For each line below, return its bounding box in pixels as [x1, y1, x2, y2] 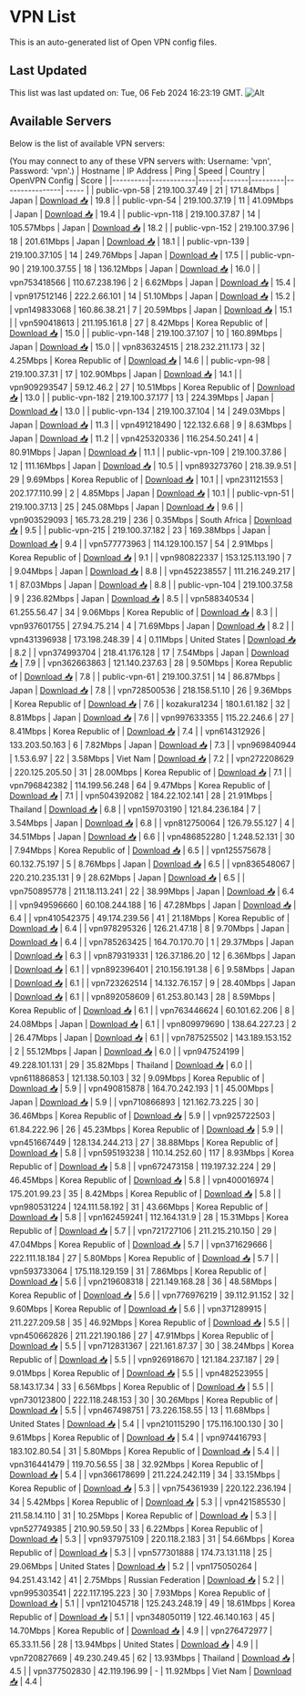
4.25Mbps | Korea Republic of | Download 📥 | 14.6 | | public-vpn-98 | [9, 355, 270, 365]
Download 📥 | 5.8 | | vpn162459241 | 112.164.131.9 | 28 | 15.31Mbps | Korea [9, 1211, 290, 1222]
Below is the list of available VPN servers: [9, 138, 166, 149]
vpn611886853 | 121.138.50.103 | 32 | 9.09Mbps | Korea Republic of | [9, 1073, 266, 1084]
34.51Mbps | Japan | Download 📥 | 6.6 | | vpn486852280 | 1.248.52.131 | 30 [9, 831, 295, 842]
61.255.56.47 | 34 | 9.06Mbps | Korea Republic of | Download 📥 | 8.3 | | [9, 606, 279, 617]
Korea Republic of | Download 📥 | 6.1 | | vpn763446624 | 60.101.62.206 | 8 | [9, 1004, 295, 1015]
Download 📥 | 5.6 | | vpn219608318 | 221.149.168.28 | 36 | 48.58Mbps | [9, 1276, 278, 1287]
